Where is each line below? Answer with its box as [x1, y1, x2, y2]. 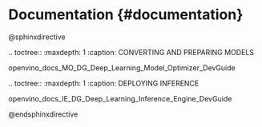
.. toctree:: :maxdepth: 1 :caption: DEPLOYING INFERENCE [8, 78, 200, 88]
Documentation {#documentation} [8, 6, 244, 24]
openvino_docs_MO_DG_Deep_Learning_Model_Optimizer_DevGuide [8, 62, 236, 73]
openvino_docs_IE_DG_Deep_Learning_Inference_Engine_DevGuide [8, 93, 232, 103]
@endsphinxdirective [8, 109, 79, 119]
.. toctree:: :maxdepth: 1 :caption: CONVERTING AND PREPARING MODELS [8, 47, 255, 57]
